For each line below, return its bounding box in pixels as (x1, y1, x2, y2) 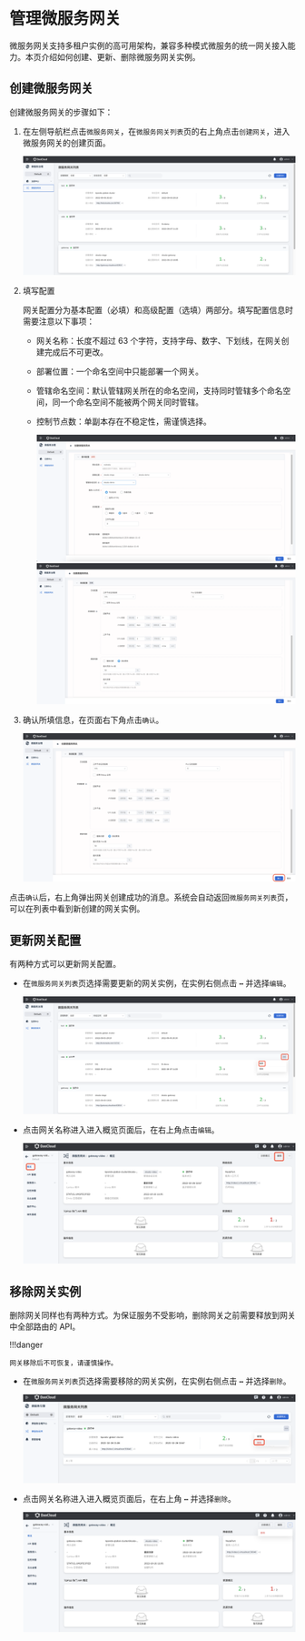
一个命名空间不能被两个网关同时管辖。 (60, 397, 204, 408)
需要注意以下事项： (22, 316, 95, 327)
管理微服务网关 (9, 8, 122, 29)
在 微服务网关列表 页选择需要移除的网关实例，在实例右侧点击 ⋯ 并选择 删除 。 (22, 1375, 291, 1387)
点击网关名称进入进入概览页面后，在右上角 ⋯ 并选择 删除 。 (22, 1494, 236, 1505)
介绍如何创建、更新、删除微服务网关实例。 (40, 51, 201, 62)
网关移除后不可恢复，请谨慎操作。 (9, 1359, 118, 1368)
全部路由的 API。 (16, 1321, 81, 1333)
